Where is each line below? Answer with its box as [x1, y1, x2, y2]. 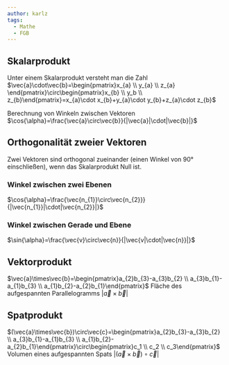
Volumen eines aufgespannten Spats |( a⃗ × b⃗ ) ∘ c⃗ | [7, 350, 160, 358]
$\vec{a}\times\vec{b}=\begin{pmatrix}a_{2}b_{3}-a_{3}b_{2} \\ [7, 275, 189, 283]
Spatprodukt [7, 309, 63, 321]
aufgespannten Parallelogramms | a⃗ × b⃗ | [7, 289, 128, 298]
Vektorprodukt [7, 256, 72, 268]
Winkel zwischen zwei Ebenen [7, 180, 112, 189]
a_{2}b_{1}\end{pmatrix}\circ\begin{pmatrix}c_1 [7, 343, 142, 351]
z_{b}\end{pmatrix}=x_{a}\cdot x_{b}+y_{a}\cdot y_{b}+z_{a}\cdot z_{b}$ [7, 96, 217, 104]
